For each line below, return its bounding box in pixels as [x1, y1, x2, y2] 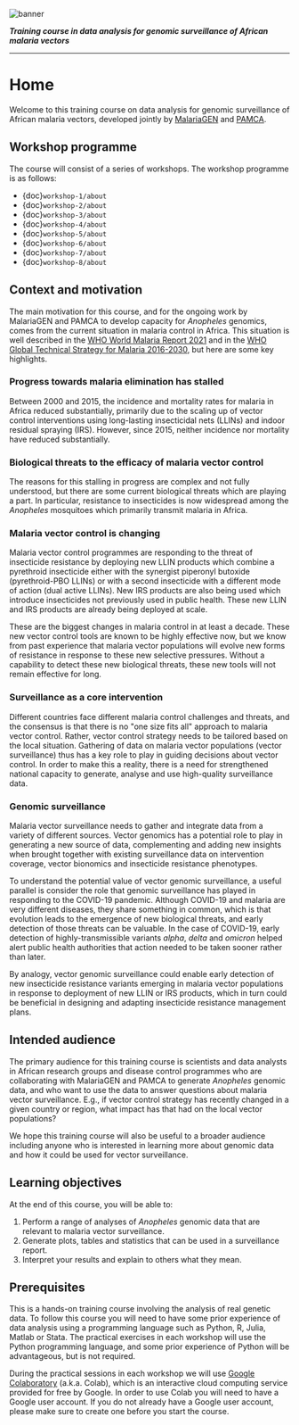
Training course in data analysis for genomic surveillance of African [9, 26, 269, 36]
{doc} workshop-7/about [21, 246, 107, 258]
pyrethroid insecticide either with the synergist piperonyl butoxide [9, 567, 251, 577]
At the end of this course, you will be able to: [9, 1198, 174, 1209]
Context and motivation [9, 282, 143, 298]
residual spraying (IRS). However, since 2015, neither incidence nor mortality [9, 424, 290, 435]
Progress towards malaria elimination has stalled [9, 376, 224, 388]
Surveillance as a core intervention [9, 692, 163, 704]
